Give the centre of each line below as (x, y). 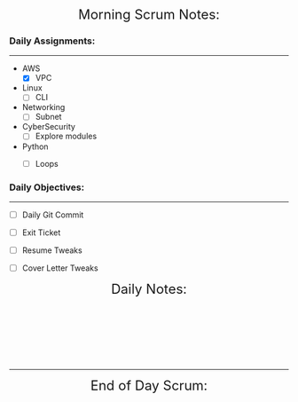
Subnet (48, 117)
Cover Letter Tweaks (60, 268)
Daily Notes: (149, 289)
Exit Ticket (41, 233)
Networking (43, 107)
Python (35, 146)
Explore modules (66, 136)
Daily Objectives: (47, 187)
